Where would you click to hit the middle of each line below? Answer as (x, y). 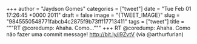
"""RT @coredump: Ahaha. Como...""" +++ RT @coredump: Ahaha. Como (98, 28)
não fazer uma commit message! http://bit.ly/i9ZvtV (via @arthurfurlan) (95, 34)
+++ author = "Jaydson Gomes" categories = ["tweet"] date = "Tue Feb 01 (99, 9)
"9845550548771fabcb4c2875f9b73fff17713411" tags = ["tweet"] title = (95, 21)
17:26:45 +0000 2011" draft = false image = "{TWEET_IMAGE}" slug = (93, 15)
